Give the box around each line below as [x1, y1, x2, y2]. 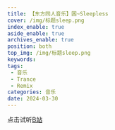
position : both [7, 43, 52, 50]
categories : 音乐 [7, 89, 56, 96]
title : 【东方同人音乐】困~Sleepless [7, 10, 109, 18]
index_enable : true [7, 23, 65, 30]
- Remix [10, 82, 33, 89]
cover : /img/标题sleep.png [7, 17, 85, 24]
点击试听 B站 [7, 115, 43, 124]
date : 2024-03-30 [7, 96, 59, 103]
